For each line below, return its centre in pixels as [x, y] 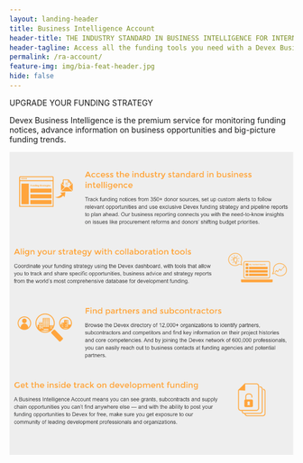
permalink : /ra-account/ [56, 57]
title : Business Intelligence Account [82, 28]
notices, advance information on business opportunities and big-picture [143, 130]
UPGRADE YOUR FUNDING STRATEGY [81, 103]
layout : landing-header [54, 19]
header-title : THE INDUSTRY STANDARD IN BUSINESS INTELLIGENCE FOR [139, 38]
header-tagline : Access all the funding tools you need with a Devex [143, 48]
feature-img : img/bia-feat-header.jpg [82, 67]
